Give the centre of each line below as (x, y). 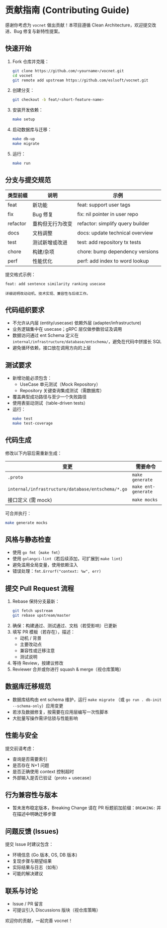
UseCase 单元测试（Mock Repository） (60, 384)
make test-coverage (33, 424)
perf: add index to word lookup (113, 261)
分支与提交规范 (28, 180)
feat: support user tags (104, 205)
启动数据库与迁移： (32, 130)
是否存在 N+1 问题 (31, 765)
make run (21, 163)
